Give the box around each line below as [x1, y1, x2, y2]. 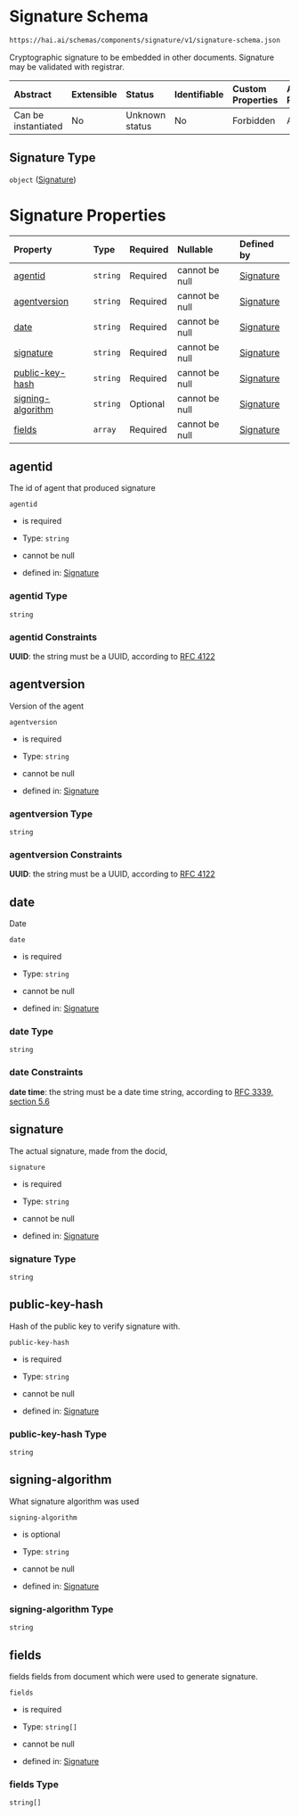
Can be [13, 109, 44, 121]
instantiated [13, 120, 63, 132]
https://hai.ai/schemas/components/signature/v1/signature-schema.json [9, 36, 280, 45]
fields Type [9, 1778, 60, 1790]
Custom [232, 82, 267, 95]
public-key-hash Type [9, 1428, 108, 1440]
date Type [9, 1025, 54, 1038]
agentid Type [9, 590, 69, 602]
